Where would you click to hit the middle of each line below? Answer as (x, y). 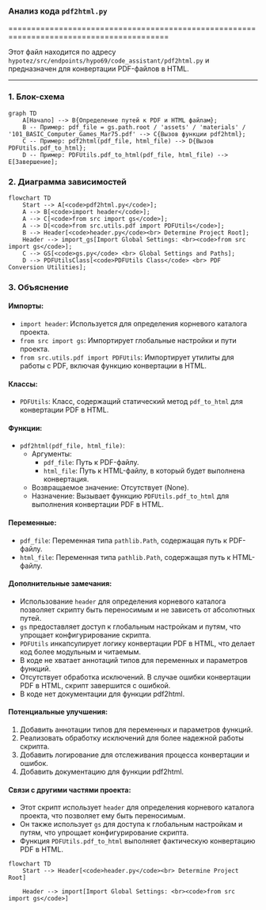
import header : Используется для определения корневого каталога (133, 324)
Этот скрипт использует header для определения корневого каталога (137, 807)
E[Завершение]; (33, 162)
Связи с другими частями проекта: (70, 790)
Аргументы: (52, 454)
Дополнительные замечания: (60, 584)
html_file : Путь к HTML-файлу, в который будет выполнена (144, 471)
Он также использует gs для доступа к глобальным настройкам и (131, 824)
